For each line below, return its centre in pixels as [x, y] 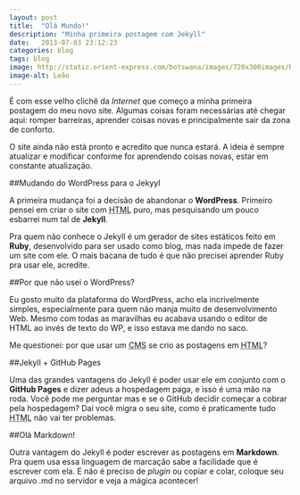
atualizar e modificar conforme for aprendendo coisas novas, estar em [139, 156]
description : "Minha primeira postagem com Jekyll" [107, 34]
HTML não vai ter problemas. [62, 417]
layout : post [33, 17]
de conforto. [32, 129]
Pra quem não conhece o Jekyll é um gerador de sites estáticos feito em [143, 236]
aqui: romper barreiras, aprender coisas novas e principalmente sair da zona [150, 120]
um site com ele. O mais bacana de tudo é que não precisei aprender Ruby [146, 255]
